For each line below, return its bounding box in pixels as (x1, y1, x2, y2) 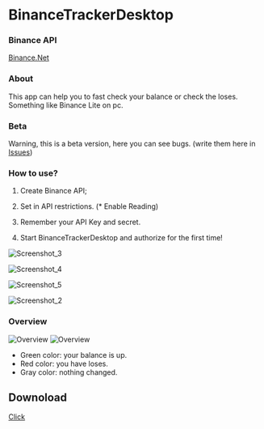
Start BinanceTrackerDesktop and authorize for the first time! (19, 233, 224, 243)
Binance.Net (8, 53, 50, 62)
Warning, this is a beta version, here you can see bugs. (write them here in (8, 139, 256, 149)
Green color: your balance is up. (19, 350, 128, 359)
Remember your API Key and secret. (19, 217, 141, 227)
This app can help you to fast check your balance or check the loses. (8, 91, 238, 101)
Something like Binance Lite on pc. (8, 100, 124, 110)
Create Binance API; (19, 186, 87, 196)
